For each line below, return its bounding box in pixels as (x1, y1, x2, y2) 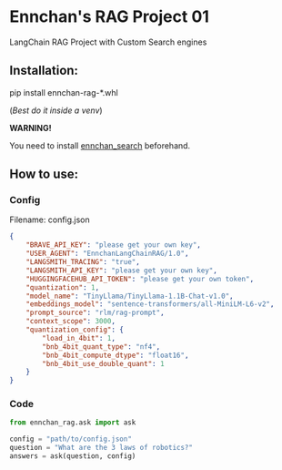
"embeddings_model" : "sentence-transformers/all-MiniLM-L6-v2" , (25, 300, 275, 309)
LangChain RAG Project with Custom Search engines (9, 36, 207, 47)
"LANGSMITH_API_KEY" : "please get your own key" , (25, 266, 218, 275)
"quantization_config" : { (25, 325, 125, 334)
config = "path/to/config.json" (9, 434, 132, 444)
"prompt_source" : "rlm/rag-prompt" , (25, 308, 166, 318)
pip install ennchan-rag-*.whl (9, 87, 118, 97)
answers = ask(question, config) (9, 452, 136, 461)
